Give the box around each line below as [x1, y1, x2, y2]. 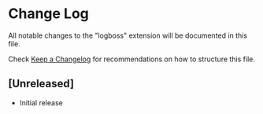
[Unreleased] [8, 77, 75, 90]
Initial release [19, 97, 63, 107]
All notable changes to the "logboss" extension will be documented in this [8, 31, 248, 40]
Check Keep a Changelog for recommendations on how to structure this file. [8, 54, 256, 64]
